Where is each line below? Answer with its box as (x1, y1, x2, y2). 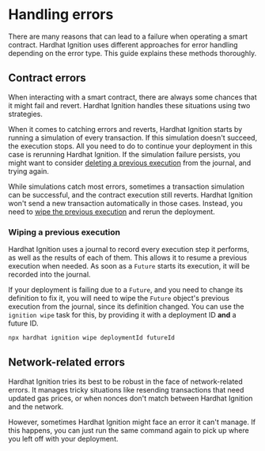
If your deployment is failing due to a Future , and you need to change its (8, 285, 244, 295)
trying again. (8, 166, 50, 175)
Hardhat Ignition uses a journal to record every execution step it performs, (8, 245, 250, 254)
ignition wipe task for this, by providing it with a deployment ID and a (8, 310, 237, 320)
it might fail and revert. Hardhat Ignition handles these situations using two (8, 100, 251, 110)
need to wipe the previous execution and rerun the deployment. (8, 207, 215, 216)
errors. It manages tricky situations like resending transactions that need (8, 385, 244, 394)
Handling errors (8, 6, 114, 24)
